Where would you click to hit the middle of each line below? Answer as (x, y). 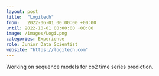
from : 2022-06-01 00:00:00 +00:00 (51, 22)
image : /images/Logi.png (37, 34)
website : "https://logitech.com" (47, 50)
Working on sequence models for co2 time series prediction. (80, 67)
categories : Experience (35, 39)
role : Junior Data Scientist (42, 45)
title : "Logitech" (30, 17)
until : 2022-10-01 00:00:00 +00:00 (50, 28)
